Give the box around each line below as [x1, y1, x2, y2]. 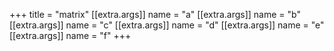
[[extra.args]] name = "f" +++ [9, 30, 132, 41]
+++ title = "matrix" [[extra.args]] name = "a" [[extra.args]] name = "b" [9, 9, 301, 20]
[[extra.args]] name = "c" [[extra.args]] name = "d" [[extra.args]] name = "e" [9, 19, 325, 31]
